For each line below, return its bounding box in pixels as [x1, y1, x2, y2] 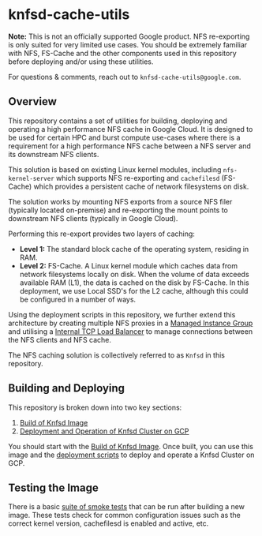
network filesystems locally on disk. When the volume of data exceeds [19, 269, 250, 279]
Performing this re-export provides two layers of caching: [8, 229, 196, 238]
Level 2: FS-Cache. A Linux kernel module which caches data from [19, 261, 238, 270]
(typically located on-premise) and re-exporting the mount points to [8, 205, 229, 215]
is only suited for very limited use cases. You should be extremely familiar [8, 39, 248, 49]
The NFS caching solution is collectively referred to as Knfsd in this [8, 350, 225, 360]
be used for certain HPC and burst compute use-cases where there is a [8, 133, 241, 142]
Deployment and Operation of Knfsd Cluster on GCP [19, 426, 189, 436]
